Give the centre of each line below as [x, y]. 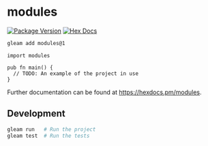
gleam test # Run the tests [48, 136]
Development [36, 114]
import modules [29, 55]
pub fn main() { [30, 68]
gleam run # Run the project [51, 129]
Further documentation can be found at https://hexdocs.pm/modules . [105, 92]
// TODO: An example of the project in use [76, 73]
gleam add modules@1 [36, 43]
